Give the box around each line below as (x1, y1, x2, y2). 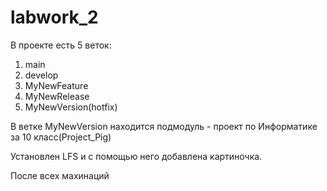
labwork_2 (10, 6, 99, 29)
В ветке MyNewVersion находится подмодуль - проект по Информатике (10, 120, 318, 132)
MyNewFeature (24, 79, 89, 91)
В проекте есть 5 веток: (10, 39, 112, 51)
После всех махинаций (10, 169, 110, 181)
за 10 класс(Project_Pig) (10, 131, 112, 143)
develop (24, 69, 59, 81)
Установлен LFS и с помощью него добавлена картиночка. (10, 150, 263, 162)
